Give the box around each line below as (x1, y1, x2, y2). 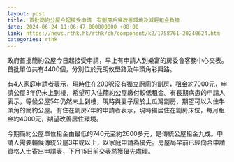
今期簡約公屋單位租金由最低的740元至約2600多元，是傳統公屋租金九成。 (7, 130, 217, 138)
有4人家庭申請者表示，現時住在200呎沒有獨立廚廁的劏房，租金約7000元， (7, 80, 221, 88)
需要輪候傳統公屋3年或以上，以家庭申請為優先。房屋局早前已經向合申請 (19, 138, 226, 147)
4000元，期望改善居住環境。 (19, 115, 103, 123)
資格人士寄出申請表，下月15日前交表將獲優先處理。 (7, 147, 154, 156)
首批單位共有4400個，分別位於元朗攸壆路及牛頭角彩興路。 (7, 65, 176, 73)
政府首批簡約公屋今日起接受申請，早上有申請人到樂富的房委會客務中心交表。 (7, 57, 228, 65)
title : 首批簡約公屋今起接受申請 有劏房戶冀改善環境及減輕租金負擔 (7, 17, 180, 24)
